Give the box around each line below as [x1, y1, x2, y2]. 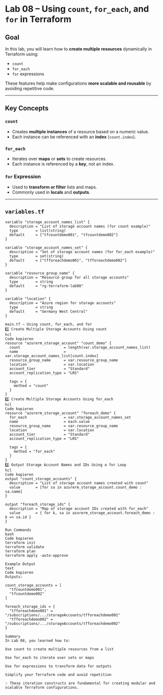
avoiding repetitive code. [5, 86, 55, 91]
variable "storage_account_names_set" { [5, 245, 88, 250]
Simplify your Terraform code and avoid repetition [5, 673, 112, 677]
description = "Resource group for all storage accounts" [9, 275, 130, 280]
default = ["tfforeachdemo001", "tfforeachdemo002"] [9, 258, 127, 263]
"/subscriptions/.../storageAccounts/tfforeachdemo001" [5, 613, 120, 618]
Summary [5, 634, 21, 639]
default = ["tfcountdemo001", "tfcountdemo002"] [9, 233, 118, 238]
